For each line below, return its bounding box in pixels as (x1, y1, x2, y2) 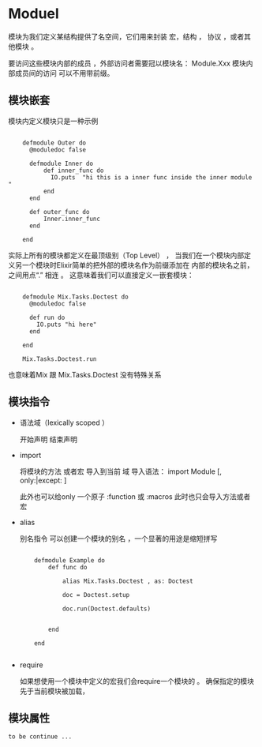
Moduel (8, 5, 59, 23)
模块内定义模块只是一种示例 (8, 116, 99, 126)
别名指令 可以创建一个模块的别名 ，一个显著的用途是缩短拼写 (19, 534, 218, 543)
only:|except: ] (19, 475, 67, 485)
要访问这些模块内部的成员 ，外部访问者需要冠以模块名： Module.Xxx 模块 (8, 58, 247, 68)
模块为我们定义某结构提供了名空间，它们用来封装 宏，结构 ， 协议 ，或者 (8, 32, 245, 41)
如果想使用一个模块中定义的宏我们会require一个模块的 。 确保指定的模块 (19, 676, 255, 685)
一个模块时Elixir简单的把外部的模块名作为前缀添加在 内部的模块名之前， (21, 260, 254, 269)
